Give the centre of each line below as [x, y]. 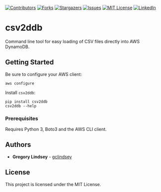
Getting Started [30, 62]
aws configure [20, 83]
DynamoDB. [17, 47]
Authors [18, 145]
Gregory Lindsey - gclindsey [42, 157]
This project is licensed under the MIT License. [53, 184]
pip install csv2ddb [27, 102]
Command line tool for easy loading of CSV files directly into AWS [73, 41]
